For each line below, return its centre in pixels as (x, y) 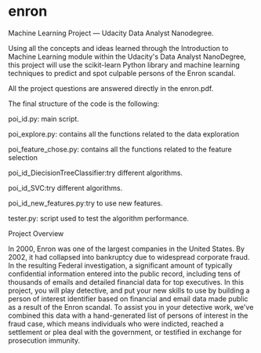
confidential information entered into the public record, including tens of (124, 274)
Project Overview (36, 233)
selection (23, 157)
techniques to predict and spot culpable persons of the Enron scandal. (122, 73)
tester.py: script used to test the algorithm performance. (99, 218)
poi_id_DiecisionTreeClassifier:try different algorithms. (95, 173)
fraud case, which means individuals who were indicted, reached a (116, 323)
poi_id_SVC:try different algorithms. (65, 187)
